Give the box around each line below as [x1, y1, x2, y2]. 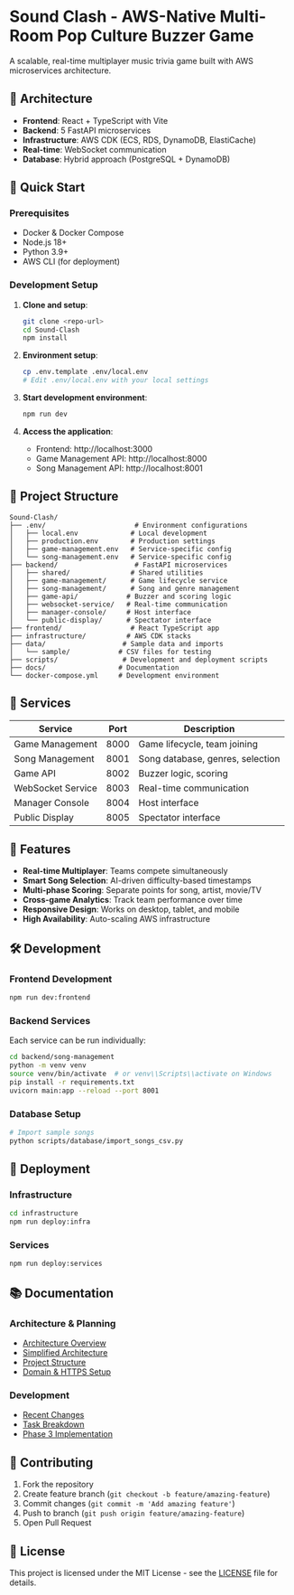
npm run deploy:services [9, 1259, 103, 1269]
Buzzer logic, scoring [138, 766, 228, 779]
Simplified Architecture [22, 1347, 108, 1357]
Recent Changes [22, 1410, 85, 1421]
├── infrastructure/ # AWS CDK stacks [9, 631, 192, 641]
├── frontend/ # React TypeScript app [9, 624, 220, 633]
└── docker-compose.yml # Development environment [9, 671, 220, 680]
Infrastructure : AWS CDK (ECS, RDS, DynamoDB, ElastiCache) [22, 134, 257, 145]
